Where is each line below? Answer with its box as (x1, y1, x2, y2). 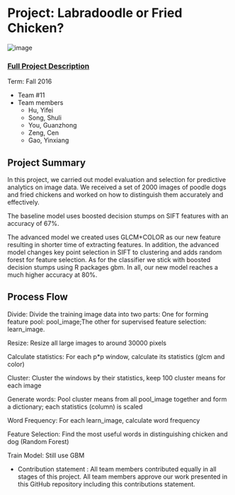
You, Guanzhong (28, 121, 77, 130)
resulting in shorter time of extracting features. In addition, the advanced (7, 241, 219, 249)
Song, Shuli (28, 113, 62, 122)
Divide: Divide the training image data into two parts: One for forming (7, 309, 209, 318)
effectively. (7, 198, 40, 207)
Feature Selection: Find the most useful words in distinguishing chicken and (7, 430, 228, 438)
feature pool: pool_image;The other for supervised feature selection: (7, 317, 207, 326)
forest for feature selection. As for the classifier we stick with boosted (7, 256, 211, 264)
